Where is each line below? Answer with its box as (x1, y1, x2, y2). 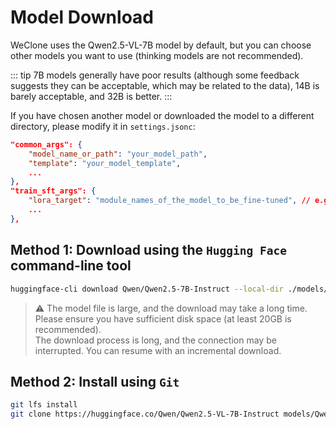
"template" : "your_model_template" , (28, 158, 182, 168)
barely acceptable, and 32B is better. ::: (10, 90, 173, 102)
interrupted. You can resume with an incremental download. (34, 344, 282, 356)
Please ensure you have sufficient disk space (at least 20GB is (34, 312, 292, 325)
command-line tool (10, 257, 132, 275)
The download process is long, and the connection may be (34, 334, 277, 346)
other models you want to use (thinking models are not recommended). (10, 49, 304, 61)
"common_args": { (10, 139, 83, 150)
